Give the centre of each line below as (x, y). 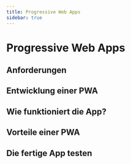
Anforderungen (36, 70)
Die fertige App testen (49, 153)
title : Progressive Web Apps (43, 12)
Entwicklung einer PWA (52, 91)
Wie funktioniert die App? (57, 111)
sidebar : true (24, 18)
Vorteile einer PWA (43, 133)
